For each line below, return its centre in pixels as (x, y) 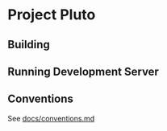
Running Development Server (83, 71)
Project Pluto (52, 15)
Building (29, 45)
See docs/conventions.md (51, 118)
